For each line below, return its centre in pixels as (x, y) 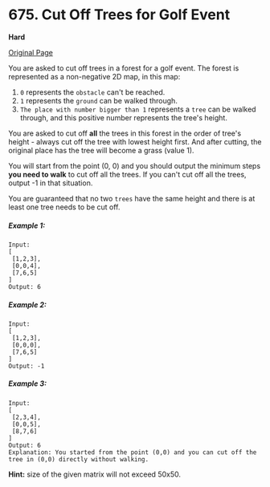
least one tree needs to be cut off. (64, 207)
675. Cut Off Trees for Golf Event (119, 15)
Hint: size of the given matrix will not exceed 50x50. (94, 474)
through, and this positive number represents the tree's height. (123, 117)
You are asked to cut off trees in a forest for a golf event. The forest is (124, 68)
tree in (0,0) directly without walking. (79, 459)
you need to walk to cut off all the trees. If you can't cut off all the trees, (127, 174)
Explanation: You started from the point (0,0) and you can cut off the (133, 452)
